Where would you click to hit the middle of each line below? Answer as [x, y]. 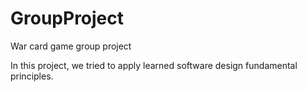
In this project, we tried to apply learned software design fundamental [154, 65]
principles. [32, 76]
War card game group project [71, 46]
